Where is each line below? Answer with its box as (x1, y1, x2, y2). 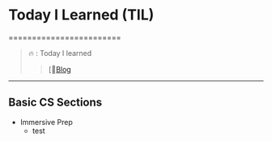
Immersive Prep (19, 117, 73, 127)
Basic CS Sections (8, 96, 103, 110)
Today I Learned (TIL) (8, 6, 155, 24)
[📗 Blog (48, 64, 71, 74)
